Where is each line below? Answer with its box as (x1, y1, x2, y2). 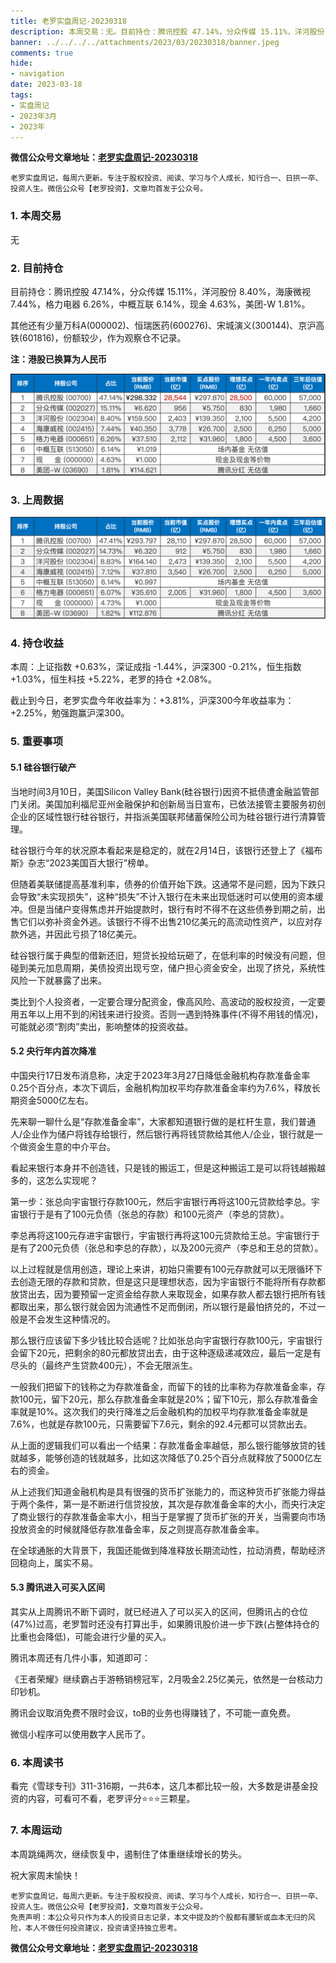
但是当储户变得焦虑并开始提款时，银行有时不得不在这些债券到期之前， (27, 903, 317, 915)
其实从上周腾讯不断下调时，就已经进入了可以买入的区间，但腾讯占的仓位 (10, 1605, 308, 1617)
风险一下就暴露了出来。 (10, 974, 107, 986)
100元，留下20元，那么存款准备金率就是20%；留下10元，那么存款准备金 (18, 1393, 319, 1405)
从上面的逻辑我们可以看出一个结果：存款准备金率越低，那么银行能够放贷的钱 (10, 1439, 326, 1451)
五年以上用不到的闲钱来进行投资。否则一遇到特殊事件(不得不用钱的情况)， (18, 1008, 324, 1020)
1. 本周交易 (10, 209, 62, 223)
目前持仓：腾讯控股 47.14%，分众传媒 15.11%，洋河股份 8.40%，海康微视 (10, 285, 311, 297)
